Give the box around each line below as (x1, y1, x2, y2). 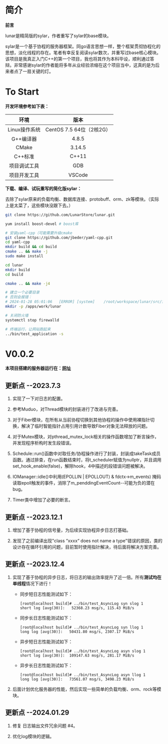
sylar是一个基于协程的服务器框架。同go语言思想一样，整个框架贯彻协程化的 (5, 43, 161, 49)
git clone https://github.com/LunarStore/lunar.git (5, 212, 115, 217)
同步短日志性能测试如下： (19, 591, 73, 597)
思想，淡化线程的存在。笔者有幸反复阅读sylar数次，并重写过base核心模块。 (5, 49, 161, 55)
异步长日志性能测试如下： (19, 662, 73, 668)
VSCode (68, 171, 88, 178)
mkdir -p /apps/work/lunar (5, 304, 61, 309)
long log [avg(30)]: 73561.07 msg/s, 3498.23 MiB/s (19, 676, 134, 681)
